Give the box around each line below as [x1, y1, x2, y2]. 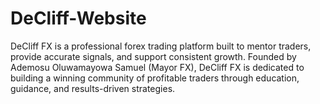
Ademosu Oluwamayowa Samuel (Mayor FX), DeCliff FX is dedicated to [10, 61, 305, 73]
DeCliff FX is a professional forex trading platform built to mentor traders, [10, 40, 312, 52]
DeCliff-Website [10, 7, 147, 30]
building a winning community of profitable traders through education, [10, 72, 300, 84]
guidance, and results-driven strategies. [10, 82, 176, 94]
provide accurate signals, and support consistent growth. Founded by [10, 50, 297, 62]
